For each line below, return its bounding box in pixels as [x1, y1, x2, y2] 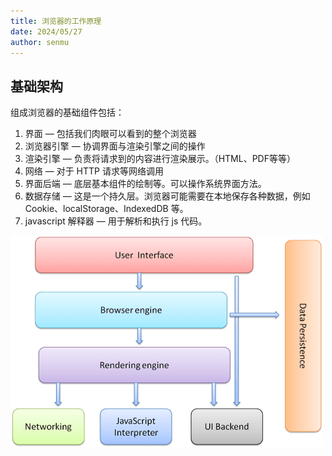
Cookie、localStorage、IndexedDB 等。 [24, 203, 189, 215]
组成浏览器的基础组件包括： [10, 106, 125, 119]
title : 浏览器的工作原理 [10, 16, 102, 26]
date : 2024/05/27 [10, 26, 83, 37]
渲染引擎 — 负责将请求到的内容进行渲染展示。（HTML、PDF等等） [24, 153, 296, 165]
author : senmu [10, 37, 70, 47]
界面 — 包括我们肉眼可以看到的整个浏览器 [24, 128, 197, 140]
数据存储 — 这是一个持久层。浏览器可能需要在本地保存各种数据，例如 [24, 190, 311, 202]
